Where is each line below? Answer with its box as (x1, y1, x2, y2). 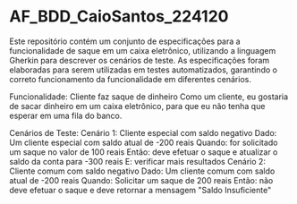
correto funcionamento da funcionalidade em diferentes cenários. (9, 73, 252, 84)
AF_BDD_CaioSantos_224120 (9, 6, 229, 27)
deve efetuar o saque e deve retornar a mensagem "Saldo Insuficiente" (9, 184, 272, 195)
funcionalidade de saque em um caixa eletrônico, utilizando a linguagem (9, 45, 276, 55)
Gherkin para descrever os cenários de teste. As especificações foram (9, 55, 270, 65)
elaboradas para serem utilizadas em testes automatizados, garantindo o (9, 64, 277, 75)
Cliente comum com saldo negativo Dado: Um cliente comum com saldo (9, 166, 276, 176)
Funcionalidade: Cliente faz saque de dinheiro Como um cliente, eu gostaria (9, 91, 289, 102)
